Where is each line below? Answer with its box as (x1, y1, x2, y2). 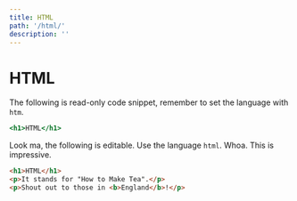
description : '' (9, 29, 70, 38)
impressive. (9, 149, 52, 160)
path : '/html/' (9, 21, 66, 30)
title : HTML (9, 12, 54, 22)
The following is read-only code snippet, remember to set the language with (9, 97, 289, 108)
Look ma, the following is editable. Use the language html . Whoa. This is (9, 140, 275, 151)
